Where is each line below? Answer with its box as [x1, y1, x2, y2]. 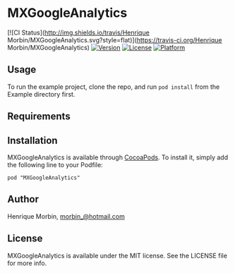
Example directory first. [7, 90, 76, 98]
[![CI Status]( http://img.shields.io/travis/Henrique [7, 28, 150, 37]
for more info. [7, 259, 47, 267]
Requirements [7, 111, 71, 123]
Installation [7, 134, 58, 146]
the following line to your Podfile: [7, 160, 104, 169]
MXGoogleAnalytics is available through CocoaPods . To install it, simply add [7, 153, 228, 162]
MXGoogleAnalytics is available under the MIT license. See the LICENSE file [7, 251, 228, 260]
